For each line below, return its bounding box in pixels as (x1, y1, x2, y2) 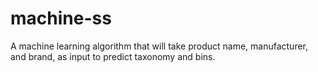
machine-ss (10, 7, 112, 30)
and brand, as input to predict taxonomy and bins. (10, 50, 216, 62)
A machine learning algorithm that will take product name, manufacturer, (10, 40, 309, 52)
